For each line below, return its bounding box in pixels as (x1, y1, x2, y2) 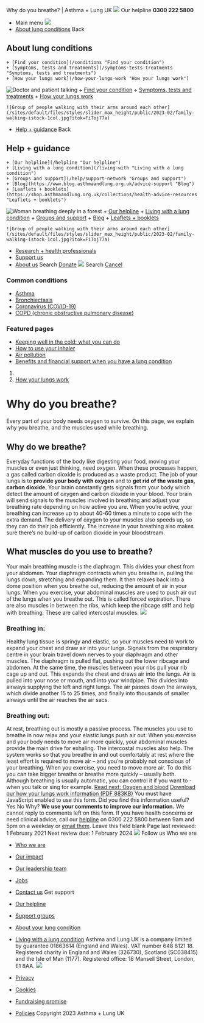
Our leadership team (15, 865, 67, 873)
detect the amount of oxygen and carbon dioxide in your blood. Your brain (6, 490, 192, 497)
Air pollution (15, 351, 46, 359)
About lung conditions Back (15, 26, 85, 33)
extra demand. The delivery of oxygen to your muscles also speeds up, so (6, 515, 192, 523)
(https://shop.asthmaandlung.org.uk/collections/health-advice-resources (6, 191, 198, 197)
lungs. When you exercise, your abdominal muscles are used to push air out (6, 589, 197, 596)
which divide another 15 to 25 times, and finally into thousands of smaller (6, 690, 189, 697)
